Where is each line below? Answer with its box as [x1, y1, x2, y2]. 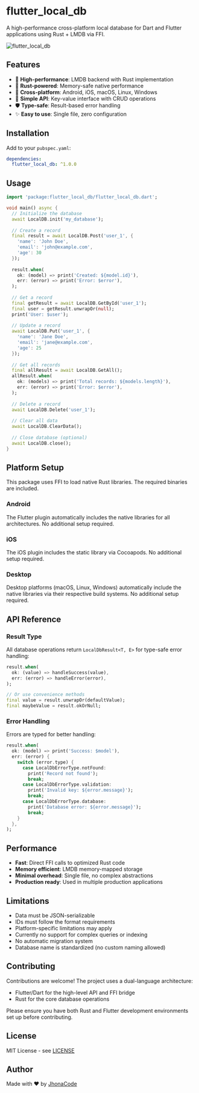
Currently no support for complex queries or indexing [14, 931, 148, 938]
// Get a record [11, 295, 52, 301]
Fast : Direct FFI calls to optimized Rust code [14, 859, 125, 866]
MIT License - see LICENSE [6, 1047, 75, 1054]
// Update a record [11, 322, 61, 329]
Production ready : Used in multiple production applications [14, 878, 163, 886]
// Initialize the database [11, 210, 83, 216]
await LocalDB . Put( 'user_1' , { [11, 328, 90, 334]
